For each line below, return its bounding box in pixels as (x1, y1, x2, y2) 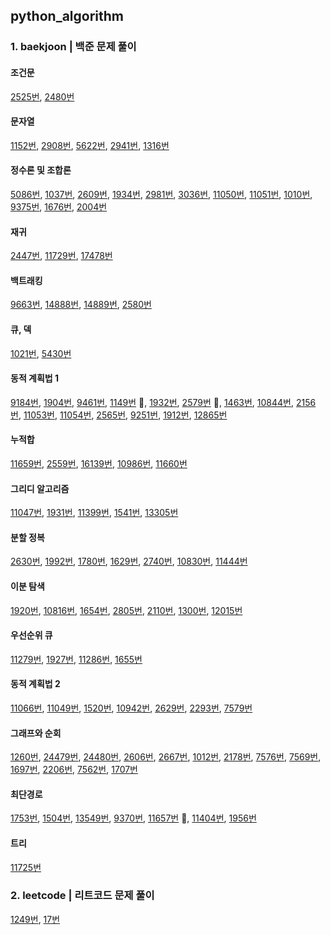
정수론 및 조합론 (10, 164, 72, 176)
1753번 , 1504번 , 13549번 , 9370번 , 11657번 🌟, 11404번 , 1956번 (10, 812, 257, 824)
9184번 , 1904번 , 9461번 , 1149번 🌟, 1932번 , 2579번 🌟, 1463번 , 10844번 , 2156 (10, 396, 317, 408)
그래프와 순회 (10, 727, 62, 739)
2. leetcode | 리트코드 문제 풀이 (10, 889, 155, 903)
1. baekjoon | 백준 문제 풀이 (10, 40, 137, 54)
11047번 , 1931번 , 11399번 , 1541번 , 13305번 (10, 507, 179, 519)
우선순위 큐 (10, 629, 53, 641)
